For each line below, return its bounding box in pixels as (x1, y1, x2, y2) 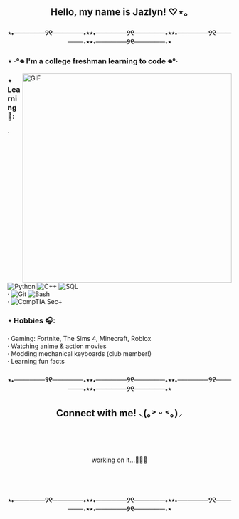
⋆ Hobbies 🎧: (7, 315, 55, 325)
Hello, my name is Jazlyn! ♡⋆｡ (51, 6, 188, 19)
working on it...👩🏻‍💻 (91, 456, 148, 464)
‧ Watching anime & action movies (7, 342, 107, 350)
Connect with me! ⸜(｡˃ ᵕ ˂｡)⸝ (55, 407, 184, 419)
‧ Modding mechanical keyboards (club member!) (7, 349, 152, 357)
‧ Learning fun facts (7, 357, 65, 365)
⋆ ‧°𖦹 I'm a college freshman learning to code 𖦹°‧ (7, 56, 179, 66)
